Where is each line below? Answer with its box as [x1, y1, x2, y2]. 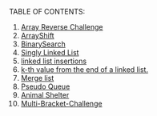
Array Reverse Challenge [20, 22, 103, 31]
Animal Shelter [20, 90, 70, 99]
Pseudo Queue [20, 82, 70, 91]
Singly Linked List [20, 48, 79, 57]
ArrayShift [20, 31, 54, 40]
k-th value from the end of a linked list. [20, 65, 149, 74]
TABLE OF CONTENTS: [9, 7, 86, 16]
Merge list [20, 74, 54, 82]
